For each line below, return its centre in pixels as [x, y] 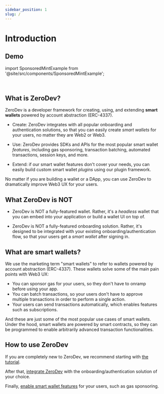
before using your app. [35, 289]
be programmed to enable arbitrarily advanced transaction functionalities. [80, 329]
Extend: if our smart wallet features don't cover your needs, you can [81, 164]
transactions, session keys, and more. [50, 155]
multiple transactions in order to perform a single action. [69, 299]
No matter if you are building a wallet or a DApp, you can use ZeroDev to [78, 179]
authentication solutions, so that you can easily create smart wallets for [84, 130]
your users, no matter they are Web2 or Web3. [59, 135]
